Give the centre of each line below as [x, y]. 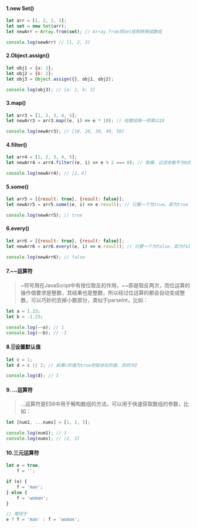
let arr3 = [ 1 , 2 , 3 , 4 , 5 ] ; [42, 115]
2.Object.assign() [28, 55]
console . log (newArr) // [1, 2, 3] [48, 42]
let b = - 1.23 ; [25, 317]
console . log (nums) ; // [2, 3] [43, 439]
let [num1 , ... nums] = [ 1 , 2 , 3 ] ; [48, 423]
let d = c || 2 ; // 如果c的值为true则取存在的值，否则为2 [72, 365]
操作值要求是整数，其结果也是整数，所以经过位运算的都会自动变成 [100, 293]
